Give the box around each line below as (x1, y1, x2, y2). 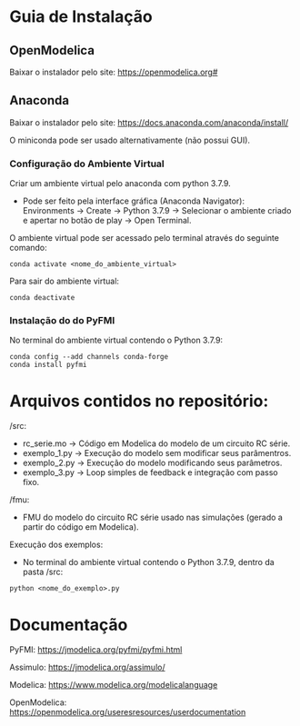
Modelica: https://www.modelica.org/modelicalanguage (9, 680, 218, 691)
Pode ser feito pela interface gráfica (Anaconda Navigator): (22, 195, 245, 206)
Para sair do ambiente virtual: (9, 275, 120, 287)
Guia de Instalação (9, 6, 153, 27)
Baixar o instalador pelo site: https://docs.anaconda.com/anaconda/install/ (9, 116, 289, 128)
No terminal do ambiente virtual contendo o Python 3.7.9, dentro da (22, 557, 275, 568)
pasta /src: (22, 566, 64, 578)
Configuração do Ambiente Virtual (9, 157, 165, 170)
